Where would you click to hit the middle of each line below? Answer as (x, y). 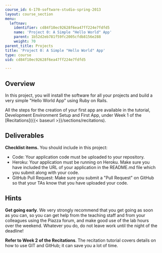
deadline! (14, 231)
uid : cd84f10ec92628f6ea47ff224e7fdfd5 (45, 60)
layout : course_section (29, 14)
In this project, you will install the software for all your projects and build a (79, 95)
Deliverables (25, 136)
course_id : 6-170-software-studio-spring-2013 (53, 10)
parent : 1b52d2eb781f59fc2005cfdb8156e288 (57, 37)
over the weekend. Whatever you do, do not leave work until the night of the (81, 226)
